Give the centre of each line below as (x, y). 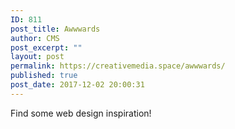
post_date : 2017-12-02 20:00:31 (77, 85)
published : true (44, 76)
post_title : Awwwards (55, 29)
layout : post (37, 57)
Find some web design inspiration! (81, 113)
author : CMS (35, 38)
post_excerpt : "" (46, 47)
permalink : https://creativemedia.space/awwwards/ (118, 66)
